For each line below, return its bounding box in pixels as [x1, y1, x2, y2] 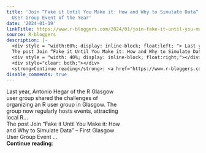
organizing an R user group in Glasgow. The [6, 101, 117, 109]
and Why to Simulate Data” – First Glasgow [6, 127, 115, 134]
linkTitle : [6, 26, 34, 32]
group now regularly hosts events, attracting [6, 107, 118, 115]
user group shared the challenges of [6, 94, 99, 102]
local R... [6, 114, 29, 121]
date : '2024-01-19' [6, 20, 56, 26]
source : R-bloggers [6, 32, 56, 38]
